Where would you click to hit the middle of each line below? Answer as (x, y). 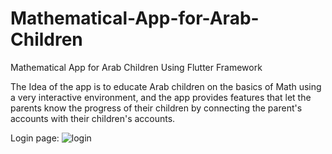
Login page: (35, 138)
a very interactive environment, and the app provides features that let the (161, 97)
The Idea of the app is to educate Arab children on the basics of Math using (166, 86)
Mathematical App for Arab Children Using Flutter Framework (136, 67)
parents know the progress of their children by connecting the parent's (156, 108)
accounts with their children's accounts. (93, 118)
